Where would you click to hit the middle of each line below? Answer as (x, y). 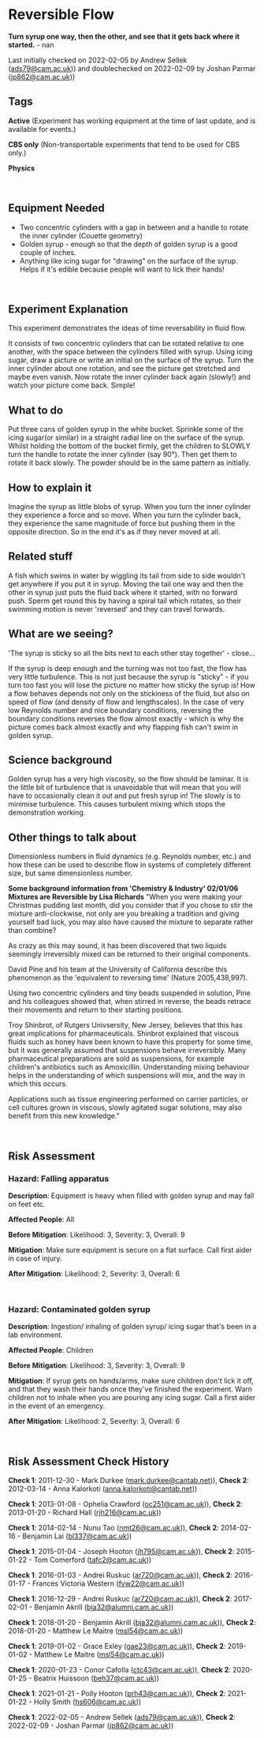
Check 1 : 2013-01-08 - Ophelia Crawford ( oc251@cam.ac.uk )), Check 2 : (125, 1504)
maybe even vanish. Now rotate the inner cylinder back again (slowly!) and (129, 377)
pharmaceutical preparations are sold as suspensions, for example (116, 1058)
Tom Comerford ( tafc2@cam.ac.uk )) (93, 1560)
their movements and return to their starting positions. (96, 1010)
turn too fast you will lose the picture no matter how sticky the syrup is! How (132, 685)
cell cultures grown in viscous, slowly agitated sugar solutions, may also (125, 1107)
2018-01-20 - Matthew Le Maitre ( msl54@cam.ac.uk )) (96, 1631)
